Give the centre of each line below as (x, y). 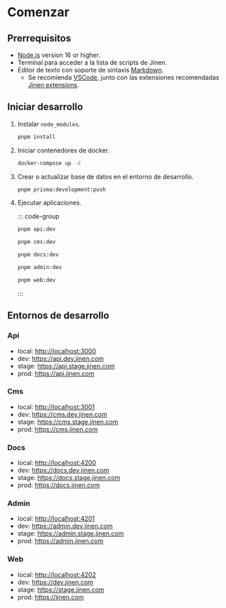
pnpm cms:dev (36, 242)
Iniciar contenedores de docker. (64, 150)
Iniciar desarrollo (45, 107)
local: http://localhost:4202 (56, 574)
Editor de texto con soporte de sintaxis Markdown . (90, 70)
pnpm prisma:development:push (62, 189)
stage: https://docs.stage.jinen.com (69, 478)
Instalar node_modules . (49, 124)
